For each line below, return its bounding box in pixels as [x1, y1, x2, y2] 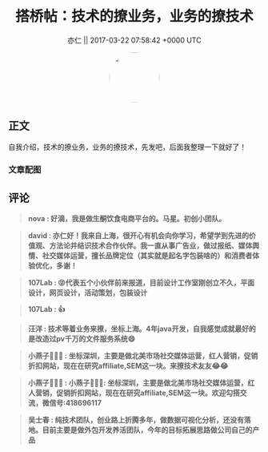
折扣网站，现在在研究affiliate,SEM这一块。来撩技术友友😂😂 [27, 361, 229, 371]
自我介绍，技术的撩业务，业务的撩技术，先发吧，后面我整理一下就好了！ [8, 142, 246, 151]
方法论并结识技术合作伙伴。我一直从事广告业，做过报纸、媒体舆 [49, 241, 260, 251]
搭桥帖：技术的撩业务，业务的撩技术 [14, 7, 254, 26]
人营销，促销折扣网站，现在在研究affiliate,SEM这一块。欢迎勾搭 [27, 388, 240, 398]
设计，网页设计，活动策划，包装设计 [27, 288, 148, 297]
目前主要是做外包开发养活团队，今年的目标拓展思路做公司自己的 [42, 426, 253, 435]
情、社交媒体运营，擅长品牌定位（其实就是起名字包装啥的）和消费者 [27, 251, 253, 260]
